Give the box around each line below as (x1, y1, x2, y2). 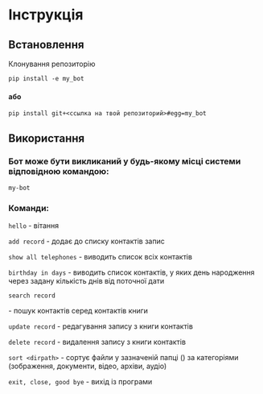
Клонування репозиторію (8, 59, 96, 68)
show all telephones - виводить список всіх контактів (8, 252, 193, 262)
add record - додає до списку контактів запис (8, 236, 165, 247)
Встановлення (8, 38, 84, 52)
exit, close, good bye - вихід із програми (8, 377, 153, 387)
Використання (8, 131, 85, 145)
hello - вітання (8, 221, 60, 230)
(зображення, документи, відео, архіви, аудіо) (8, 361, 167, 371)
